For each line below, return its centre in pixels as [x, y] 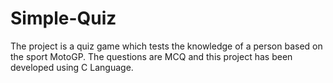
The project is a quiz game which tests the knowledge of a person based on [166, 46]
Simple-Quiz [63, 18]
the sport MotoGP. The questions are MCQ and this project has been [151, 56]
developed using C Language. [72, 67]
